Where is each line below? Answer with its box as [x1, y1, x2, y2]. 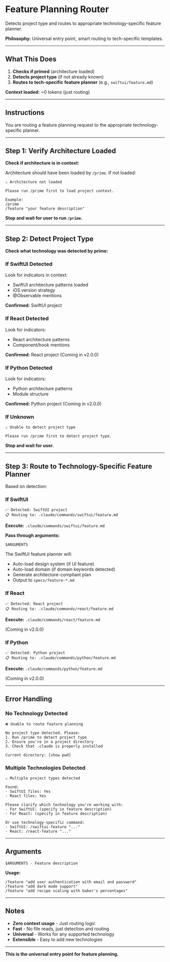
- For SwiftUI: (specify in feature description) [5, 807, 112, 812]
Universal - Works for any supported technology [12, 931, 115, 937]
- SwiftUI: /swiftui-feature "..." [5, 824, 80, 830]
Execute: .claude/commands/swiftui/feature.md [5, 523, 105, 529]
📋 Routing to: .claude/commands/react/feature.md [5, 606, 114, 611]
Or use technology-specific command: [5, 820, 85, 825]
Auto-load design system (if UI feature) [12, 561, 95, 567]
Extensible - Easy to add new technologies [12, 936, 103, 942]
